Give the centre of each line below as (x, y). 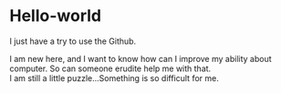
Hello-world (56, 16)
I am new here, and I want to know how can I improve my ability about (140, 58)
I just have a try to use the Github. (73, 41)
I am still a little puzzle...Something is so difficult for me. (114, 77)
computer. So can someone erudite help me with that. (110, 68)
